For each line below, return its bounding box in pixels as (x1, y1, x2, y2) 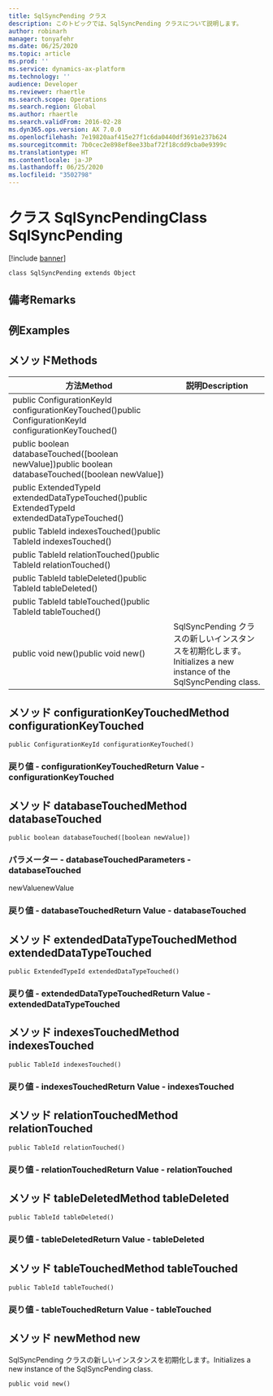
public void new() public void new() (12, 648, 146, 659)
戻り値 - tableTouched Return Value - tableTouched (8, 1304, 212, 1315)
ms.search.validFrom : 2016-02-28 (8, 118, 122, 126)
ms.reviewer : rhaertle (8, 87, 85, 96)
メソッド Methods (8, 353, 97, 367)
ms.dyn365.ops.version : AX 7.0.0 (8, 125, 122, 134)
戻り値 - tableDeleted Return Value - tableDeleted (8, 1234, 205, 1245)
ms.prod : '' (8, 58, 49, 66)
